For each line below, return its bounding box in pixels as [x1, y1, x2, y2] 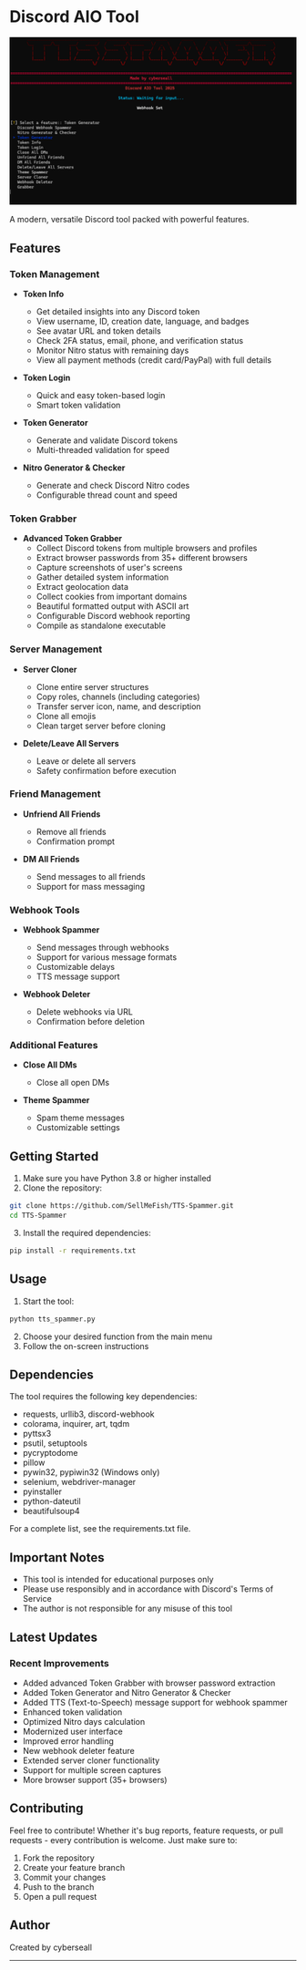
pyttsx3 [22, 1429, 52, 1439]
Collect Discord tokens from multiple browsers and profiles [36, 542, 258, 553]
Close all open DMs [36, 1078, 110, 1088]
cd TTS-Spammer [9, 1211, 67, 1221]
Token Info [22, 288, 65, 299]
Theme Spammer [22, 1095, 90, 1106]
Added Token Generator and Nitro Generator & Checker [22, 1686, 231, 1697]
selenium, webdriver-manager [22, 1477, 137, 1488]
